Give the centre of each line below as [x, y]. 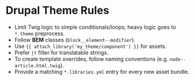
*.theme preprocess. [39, 33]
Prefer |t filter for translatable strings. [61, 52]
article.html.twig [37, 66]
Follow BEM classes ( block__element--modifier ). [75, 40]
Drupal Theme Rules [57, 10]
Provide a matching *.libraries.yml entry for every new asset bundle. [102, 71]
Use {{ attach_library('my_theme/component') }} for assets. [90, 46]
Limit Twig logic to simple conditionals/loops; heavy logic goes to [95, 27]
